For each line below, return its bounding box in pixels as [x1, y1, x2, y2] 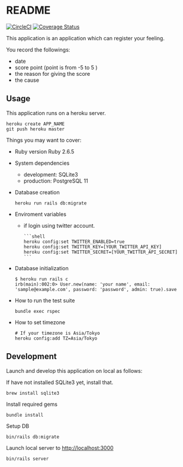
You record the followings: [6, 46, 70, 53]
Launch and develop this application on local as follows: [6, 367, 143, 374]
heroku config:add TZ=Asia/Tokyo [14, 335, 98, 341]
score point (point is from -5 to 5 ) [14, 63, 98, 71]
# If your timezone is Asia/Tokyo [14, 330, 100, 336]
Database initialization [14, 264, 69, 271]
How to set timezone [14, 318, 66, 326]
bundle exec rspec [14, 308, 60, 314]
